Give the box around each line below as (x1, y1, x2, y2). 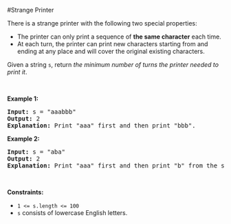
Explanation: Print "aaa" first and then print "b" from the (7, 162, 218, 170)
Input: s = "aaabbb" (7, 108, 77, 116)
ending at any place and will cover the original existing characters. (16, 48, 205, 55)
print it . (7, 68, 27, 76)
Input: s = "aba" (7, 148, 65, 156)
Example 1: (7, 94, 39, 103)
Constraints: (7, 188, 44, 196)
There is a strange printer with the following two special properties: (7, 19, 197, 27)
